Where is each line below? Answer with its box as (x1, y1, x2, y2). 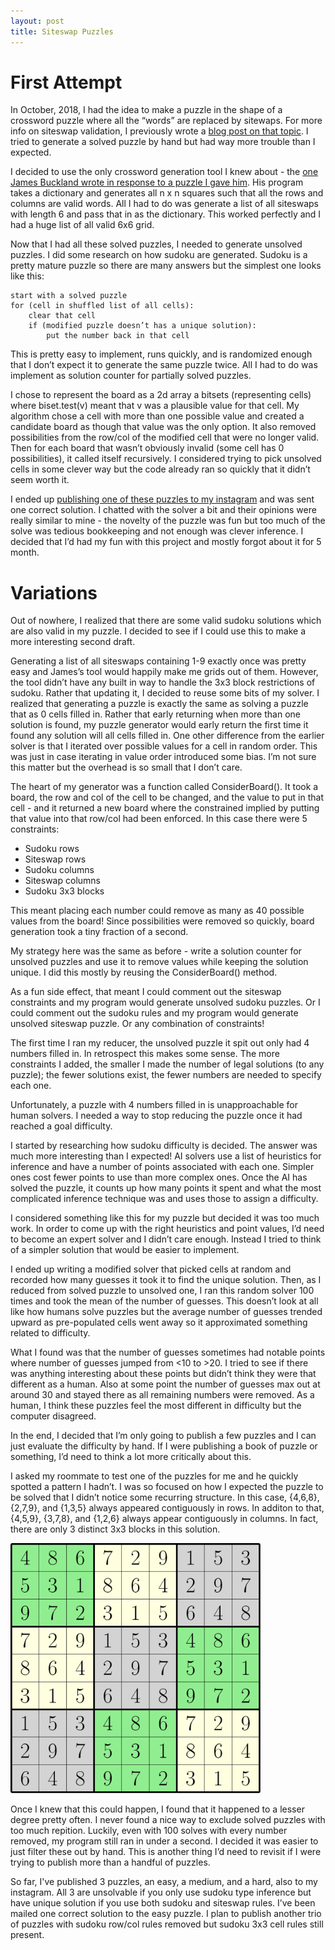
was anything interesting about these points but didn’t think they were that (10, 1368, 317, 1380)
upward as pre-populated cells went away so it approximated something (10, 1316, 308, 1329)
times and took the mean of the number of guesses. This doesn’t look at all (10, 1295, 319, 1307)
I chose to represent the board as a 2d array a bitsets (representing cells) (10, 389, 312, 401)
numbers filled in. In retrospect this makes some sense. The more (10, 1048, 280, 1060)
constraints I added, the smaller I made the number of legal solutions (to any (10, 1058, 325, 1070)
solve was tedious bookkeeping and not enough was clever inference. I (10, 525, 304, 537)
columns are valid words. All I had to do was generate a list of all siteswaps (10, 198, 319, 210)
